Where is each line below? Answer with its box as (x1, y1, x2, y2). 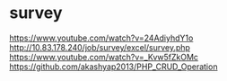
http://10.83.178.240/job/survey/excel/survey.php (9, 41, 191, 52)
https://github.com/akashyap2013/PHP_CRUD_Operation (9, 61, 218, 72)
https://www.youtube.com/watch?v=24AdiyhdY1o (9, 32, 194, 43)
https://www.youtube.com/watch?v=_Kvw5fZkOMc (9, 51, 199, 62)
